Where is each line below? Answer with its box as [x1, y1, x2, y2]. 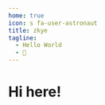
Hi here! [8, 83, 62, 101]
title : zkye [8, 26, 48, 34]
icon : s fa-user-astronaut [8, 19, 98, 27]
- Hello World [15, 41, 62, 49]
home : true [8, 11, 45, 20]
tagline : [8, 33, 37, 42]
